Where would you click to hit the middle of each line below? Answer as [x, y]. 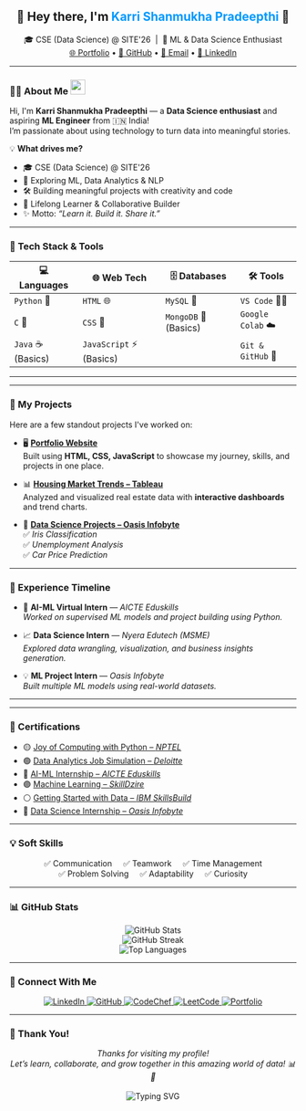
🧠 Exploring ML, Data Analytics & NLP [93, 181]
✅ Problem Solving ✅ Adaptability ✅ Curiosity [153, 874]
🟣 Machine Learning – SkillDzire [83, 784]
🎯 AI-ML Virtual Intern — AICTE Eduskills [101, 607]
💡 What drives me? [46, 149]
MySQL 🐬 [181, 300]
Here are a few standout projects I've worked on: [101, 424]
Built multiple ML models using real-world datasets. [119, 686]
